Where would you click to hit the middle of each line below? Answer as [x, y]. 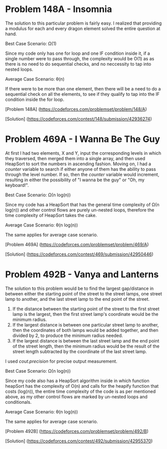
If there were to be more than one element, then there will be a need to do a [83, 88]
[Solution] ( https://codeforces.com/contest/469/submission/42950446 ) [79, 254]
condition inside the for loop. [35, 99]
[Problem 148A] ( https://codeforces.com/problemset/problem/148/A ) [76, 109]
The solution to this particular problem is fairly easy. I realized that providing [83, 23]
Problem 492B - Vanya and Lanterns [82, 274]
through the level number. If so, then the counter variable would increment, [82, 174]
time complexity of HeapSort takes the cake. [51, 215]
